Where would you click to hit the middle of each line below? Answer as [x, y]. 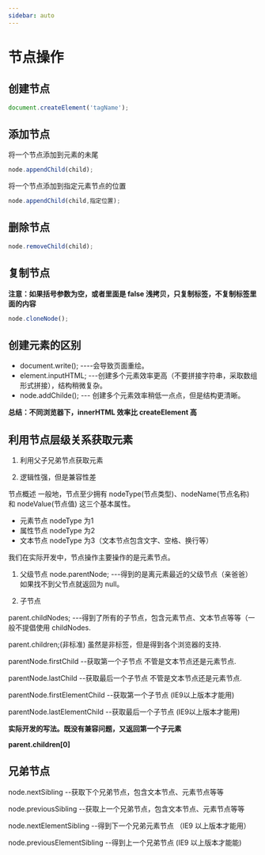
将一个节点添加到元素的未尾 [53, 155]
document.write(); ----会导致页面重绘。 [84, 366]
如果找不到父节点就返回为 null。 [72, 584]
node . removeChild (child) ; [51, 246]
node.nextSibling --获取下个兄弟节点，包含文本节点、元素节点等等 [116, 792]
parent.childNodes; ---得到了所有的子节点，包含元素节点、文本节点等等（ [128, 618]
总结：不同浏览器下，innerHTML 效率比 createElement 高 [103, 412]
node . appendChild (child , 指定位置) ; [64, 201]
